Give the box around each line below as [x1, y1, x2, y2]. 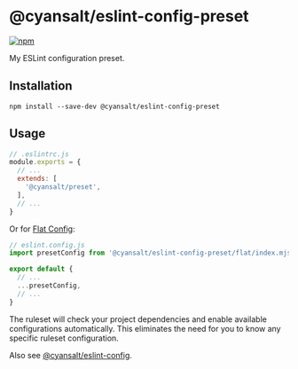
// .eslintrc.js [9, 149, 69, 159]
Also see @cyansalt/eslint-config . [9, 349, 133, 360]
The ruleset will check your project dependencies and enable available [9, 313, 268, 325]
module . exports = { [9, 158, 82, 167]
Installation [9, 78, 73, 94]
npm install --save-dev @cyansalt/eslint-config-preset [9, 102, 220, 111]
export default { [9, 264, 74, 274]
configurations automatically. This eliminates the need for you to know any [9, 323, 281, 334]
